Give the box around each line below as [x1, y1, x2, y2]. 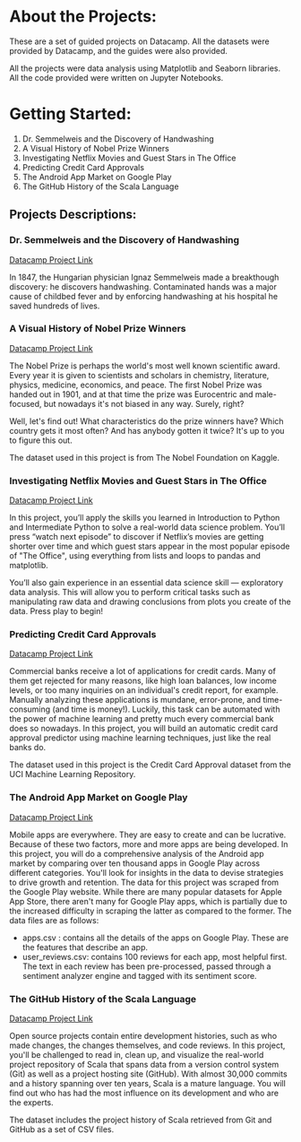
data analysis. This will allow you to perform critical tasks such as [9, 587, 251, 598]
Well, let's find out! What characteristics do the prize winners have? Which [9, 415, 284, 427]
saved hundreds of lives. [9, 300, 100, 311]
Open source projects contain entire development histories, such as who [9, 1031, 278, 1042]
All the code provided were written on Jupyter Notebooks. [9, 72, 224, 82]
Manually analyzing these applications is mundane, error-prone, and [9, 695, 262, 705]
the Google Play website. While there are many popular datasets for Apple [9, 886, 282, 897]
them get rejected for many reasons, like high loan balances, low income [9, 675, 278, 687]
